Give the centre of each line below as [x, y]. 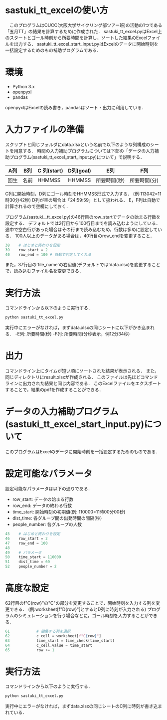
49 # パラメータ [23, 553]
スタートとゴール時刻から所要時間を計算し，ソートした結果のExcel [78, 38]
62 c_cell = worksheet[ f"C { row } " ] [53, 636]
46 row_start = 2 [27, 538]
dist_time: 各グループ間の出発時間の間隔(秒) [57, 518]
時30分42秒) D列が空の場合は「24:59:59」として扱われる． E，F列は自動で [83, 200]
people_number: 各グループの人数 [47, 524]
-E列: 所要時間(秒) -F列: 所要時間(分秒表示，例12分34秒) [72, 334]
